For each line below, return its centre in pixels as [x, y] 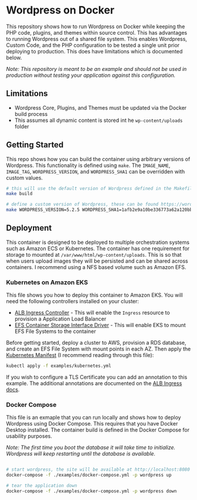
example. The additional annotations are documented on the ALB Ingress [94, 383]
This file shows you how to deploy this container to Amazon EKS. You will [94, 295]
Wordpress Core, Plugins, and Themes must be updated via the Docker [101, 108]
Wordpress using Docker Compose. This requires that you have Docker [92, 424]
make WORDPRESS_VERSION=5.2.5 [43, 210]
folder [22, 126]
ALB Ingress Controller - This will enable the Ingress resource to [92, 313]
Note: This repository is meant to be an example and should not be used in [96, 69]
